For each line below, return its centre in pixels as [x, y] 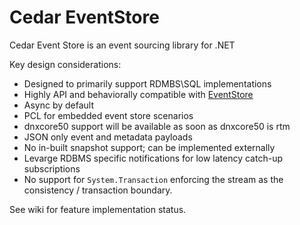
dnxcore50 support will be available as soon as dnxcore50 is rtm [157, 126]
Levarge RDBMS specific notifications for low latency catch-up [153, 158]
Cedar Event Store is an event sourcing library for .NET [122, 45]
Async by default [59, 105]
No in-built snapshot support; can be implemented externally [149, 147]
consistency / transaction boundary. [98, 190]
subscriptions [52, 168]
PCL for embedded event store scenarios [108, 115]
